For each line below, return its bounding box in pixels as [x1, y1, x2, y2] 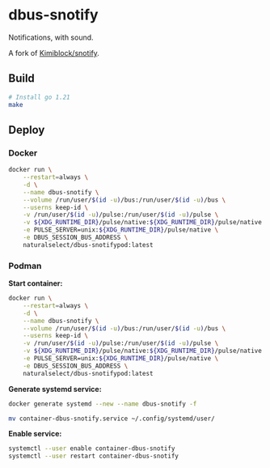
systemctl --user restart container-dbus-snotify [8, 452, 179, 461]
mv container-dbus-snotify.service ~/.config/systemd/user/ [8, 415, 216, 423]
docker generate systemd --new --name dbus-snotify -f [8, 399, 197, 408]
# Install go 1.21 [8, 93, 70, 101]
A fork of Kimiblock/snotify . [8, 48, 99, 57]
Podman [8, 260, 42, 271]
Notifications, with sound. [8, 32, 95, 42]
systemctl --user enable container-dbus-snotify [8, 445, 175, 453]
